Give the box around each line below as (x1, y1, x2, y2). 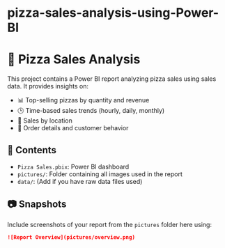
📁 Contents (7, 144, 57, 156)
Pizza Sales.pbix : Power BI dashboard (17, 162, 130, 171)
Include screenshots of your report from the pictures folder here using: (7, 220, 212, 228)
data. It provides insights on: (7, 82, 89, 91)
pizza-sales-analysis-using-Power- (7, 5, 219, 21)
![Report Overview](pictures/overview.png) (7, 233, 136, 241)
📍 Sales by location (17, 116, 73, 125)
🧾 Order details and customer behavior (17, 124, 129, 132)
